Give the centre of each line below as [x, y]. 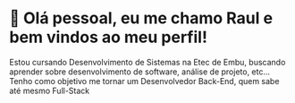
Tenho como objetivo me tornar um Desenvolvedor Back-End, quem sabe [144, 81]
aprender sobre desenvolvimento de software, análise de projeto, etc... [140, 72]
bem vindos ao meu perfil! [109, 37]
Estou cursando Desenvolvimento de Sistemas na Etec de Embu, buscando [147, 62]
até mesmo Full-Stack [50, 90]
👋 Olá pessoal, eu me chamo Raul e [141, 18]
